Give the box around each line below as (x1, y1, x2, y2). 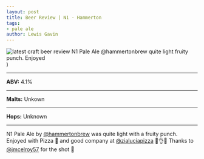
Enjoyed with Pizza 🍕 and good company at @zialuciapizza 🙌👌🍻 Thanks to (6, 137, 194, 144)
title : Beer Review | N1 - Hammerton (6, 15, 102, 21)
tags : (6, 20, 20, 26)
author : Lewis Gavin (6, 31, 59, 37)
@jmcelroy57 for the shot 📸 (6, 146, 75, 153)
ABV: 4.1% (6, 78, 33, 85)
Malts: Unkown (6, 96, 45, 103)
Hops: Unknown (6, 113, 47, 120)
